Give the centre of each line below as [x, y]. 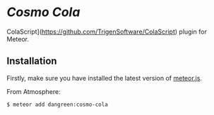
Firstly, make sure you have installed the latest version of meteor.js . [105, 78]
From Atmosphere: [34, 91]
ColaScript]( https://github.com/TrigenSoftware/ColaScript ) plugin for [107, 32]
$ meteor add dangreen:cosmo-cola [58, 104]
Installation [32, 61]
